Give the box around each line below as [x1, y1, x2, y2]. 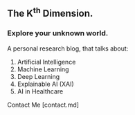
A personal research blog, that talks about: [7, 44, 129, 53]
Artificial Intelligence [17, 57, 76, 66]
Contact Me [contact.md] [7, 100, 80, 109]
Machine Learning [17, 65, 69, 73]
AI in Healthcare [17, 87, 64, 96]
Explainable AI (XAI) [17, 80, 74, 88]
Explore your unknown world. [7, 28, 109, 38]
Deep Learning [17, 72, 60, 80]
